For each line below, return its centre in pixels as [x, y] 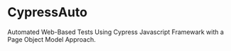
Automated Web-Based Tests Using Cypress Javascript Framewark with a [116, 32]
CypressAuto [47, 12]
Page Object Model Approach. [52, 39]
